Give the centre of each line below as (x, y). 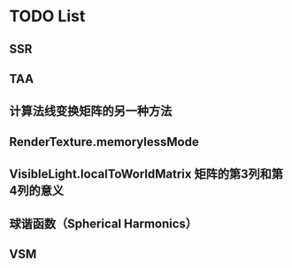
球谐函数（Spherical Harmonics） (103, 223)
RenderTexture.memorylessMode (104, 142)
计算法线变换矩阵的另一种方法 (91, 111)
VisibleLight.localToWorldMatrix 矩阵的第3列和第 (146, 174)
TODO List (47, 16)
